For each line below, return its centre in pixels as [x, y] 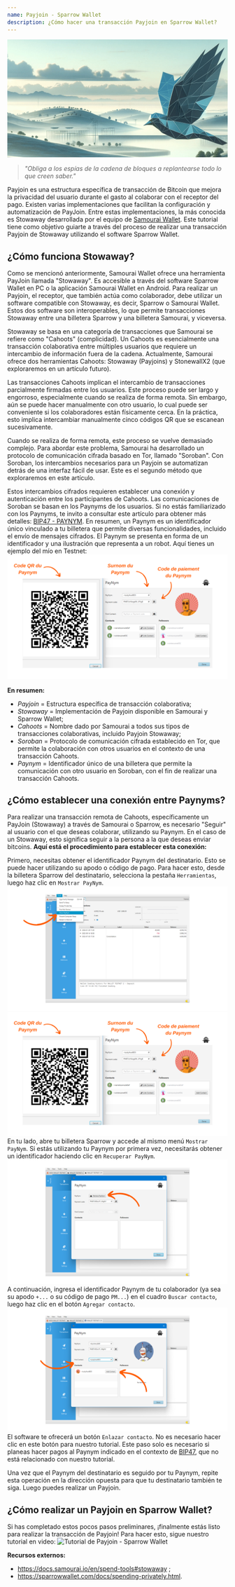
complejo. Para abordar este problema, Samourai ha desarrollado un [106, 448]
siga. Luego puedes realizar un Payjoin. [64, 1488]
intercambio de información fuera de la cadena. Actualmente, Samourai [110, 354]
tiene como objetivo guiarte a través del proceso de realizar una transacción [117, 227]
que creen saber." [50, 176]
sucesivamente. [30, 427]
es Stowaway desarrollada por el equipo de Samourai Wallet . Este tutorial [113, 219]
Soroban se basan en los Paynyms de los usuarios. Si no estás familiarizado [116, 506]
